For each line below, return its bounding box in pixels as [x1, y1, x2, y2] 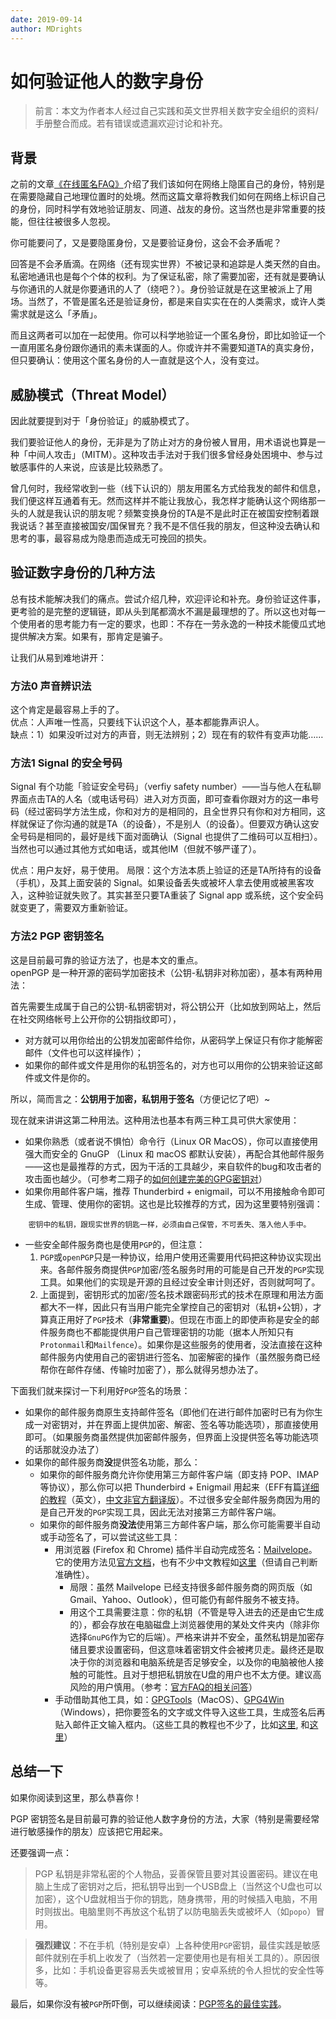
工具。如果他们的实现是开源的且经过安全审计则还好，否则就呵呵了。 [39, 1276, 321, 1288]
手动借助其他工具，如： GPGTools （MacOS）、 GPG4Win [54, 1693, 285, 1705]
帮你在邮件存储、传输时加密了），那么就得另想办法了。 [39, 1363, 264, 1375]
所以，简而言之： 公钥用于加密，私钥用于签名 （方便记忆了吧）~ [10, 1092, 271, 1105]
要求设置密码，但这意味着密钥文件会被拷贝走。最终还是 [87, 1643, 316, 1655]
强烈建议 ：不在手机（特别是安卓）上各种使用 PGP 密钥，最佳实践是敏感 [34, 1939, 321, 1951]
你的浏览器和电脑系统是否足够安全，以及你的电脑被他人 [87, 1656, 316, 1668]
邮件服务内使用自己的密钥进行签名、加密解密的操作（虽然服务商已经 [39, 1351, 321, 1363]
